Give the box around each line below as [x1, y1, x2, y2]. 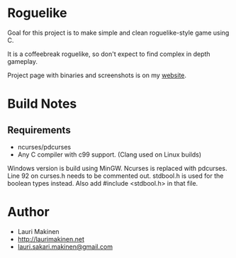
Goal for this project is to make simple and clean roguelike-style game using [7, 28, 230, 37]
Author [7, 204, 50, 220]
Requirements [7, 124, 71, 136]
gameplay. [7, 57, 38, 65]
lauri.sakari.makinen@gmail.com [17, 242, 113, 251]
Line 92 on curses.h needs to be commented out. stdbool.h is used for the [7, 172, 224, 180]
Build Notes [7, 96, 77, 112]
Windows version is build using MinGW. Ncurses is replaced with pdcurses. [7, 164, 227, 172]
